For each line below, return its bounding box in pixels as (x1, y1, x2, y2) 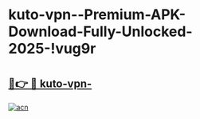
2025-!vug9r (8, 40, 96, 58)
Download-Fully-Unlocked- (8, 22, 193, 41)
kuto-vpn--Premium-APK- (8, 6, 186, 24)
